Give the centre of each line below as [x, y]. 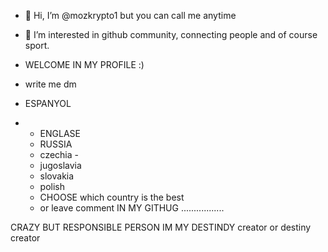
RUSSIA [56, 144]
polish [52, 186]
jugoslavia [60, 165]
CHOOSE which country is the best [112, 197]
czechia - [59, 154]
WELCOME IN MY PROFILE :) [84, 64]
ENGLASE [60, 133]
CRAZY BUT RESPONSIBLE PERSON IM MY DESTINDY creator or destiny [161, 227]
